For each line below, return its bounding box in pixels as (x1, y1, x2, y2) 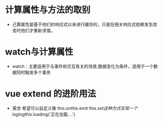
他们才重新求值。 (20, 27, 55, 33)
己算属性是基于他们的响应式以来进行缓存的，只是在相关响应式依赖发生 (12, 21, 153, 27)
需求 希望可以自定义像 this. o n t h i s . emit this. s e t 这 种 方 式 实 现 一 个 (12, 105, 138, 111)
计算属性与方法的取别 (5, 4, 91, 16)
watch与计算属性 (5, 47, 73, 57)
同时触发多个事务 (16, 69, 51, 75)
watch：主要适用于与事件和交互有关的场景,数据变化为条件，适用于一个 (12, 63, 154, 69)
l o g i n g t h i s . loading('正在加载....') (12, 111, 75, 117)
